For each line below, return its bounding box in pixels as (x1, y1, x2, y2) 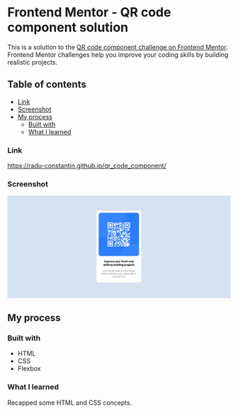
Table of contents (7, 79, 86, 91)
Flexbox (17, 364, 41, 373)
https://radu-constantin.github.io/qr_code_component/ (7, 161, 166, 170)
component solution (7, 19, 129, 36)
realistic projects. (7, 58, 58, 66)
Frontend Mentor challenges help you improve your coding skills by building (7, 50, 229, 59)
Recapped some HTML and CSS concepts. (7, 398, 132, 407)
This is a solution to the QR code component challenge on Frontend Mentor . (7, 43, 228, 51)
